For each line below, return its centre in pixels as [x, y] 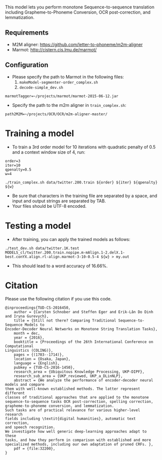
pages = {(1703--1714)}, [39, 355]
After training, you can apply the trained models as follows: [71, 239]
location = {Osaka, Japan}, [42, 359]
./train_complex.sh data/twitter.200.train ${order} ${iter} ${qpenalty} [81, 182]
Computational [19, 346]
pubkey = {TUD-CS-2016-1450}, [45, 368]
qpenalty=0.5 [18, 170]
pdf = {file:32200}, [35, 449]
